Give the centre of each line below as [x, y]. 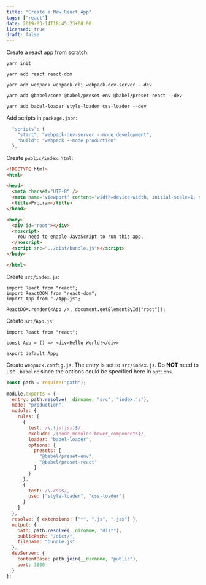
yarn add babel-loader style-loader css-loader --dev [77, 107]
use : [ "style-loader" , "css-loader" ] [76, 496]
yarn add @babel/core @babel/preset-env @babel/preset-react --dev [94, 96]
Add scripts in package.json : [42, 118]
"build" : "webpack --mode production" [67, 140]
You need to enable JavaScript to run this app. [81, 237]
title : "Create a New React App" [49, 12]
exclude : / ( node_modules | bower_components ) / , [88, 434]
